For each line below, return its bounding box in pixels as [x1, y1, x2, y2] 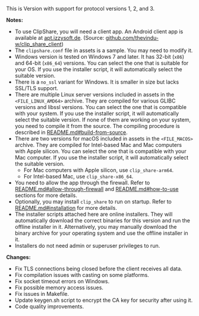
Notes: [6, 17, 24, 23]
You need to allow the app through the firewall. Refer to [14, 179, 150, 186]
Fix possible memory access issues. [14, 284, 104, 291]
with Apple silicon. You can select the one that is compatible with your [14, 148, 187, 155]
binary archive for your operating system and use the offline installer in [14, 229, 188, 237]
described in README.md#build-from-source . [14, 129, 128, 136]
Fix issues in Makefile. [14, 291, 70, 297]
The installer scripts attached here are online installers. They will [14, 210, 173, 218]
